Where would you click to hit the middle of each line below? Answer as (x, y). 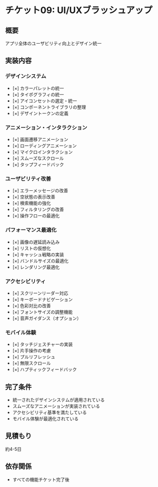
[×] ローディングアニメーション (44, 146)
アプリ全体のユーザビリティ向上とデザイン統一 (53, 43)
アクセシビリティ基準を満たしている (49, 412)
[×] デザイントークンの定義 (40, 113)
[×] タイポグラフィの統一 (38, 94)
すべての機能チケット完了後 (41, 479)
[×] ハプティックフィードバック (45, 370)
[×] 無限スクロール (32, 363)
